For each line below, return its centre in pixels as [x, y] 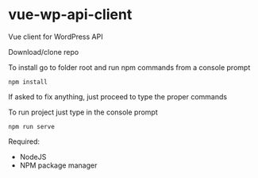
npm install [28, 82]
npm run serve [32, 126]
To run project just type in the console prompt [83, 112]
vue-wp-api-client [70, 15]
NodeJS [33, 157]
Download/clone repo [44, 52]
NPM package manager [58, 165]
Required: [24, 141]
